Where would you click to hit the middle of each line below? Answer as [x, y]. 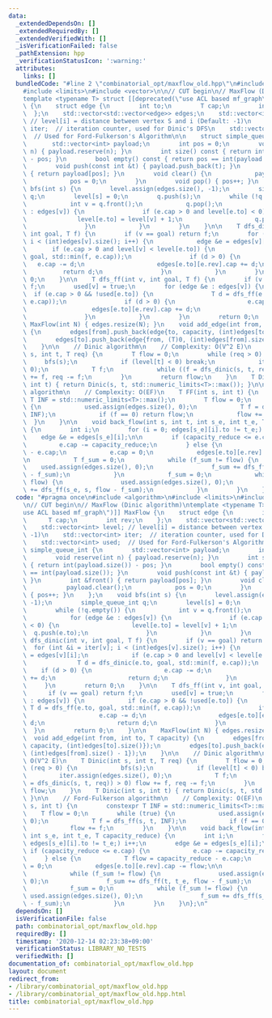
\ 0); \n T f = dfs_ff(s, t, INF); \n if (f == [141, 821]
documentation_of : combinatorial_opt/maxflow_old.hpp [101, 964]
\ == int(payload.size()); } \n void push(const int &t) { [136, 573]
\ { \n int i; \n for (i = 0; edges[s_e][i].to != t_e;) [143, 430]
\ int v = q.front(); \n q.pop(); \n [123, 204]
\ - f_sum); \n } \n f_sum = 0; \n [117, 475]
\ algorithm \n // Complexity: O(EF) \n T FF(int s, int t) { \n [141, 392]
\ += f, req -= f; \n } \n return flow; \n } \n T [139, 377]
